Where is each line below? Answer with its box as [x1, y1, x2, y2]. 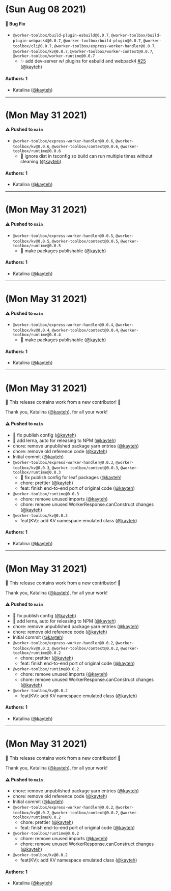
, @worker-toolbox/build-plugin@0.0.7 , [61, 37, 142, 44]
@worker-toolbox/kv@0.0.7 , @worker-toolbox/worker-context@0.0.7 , [12, 48, 154, 54]
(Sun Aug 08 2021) [5, 4, 87, 15]
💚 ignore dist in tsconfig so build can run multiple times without [20, 153, 153, 159]
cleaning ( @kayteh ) [20, 158, 62, 164]
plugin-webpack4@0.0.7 [12, 38, 61, 44]
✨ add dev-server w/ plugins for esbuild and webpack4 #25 [20, 58, 146, 64]
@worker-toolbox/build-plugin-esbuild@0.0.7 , [12, 32, 110, 38]
